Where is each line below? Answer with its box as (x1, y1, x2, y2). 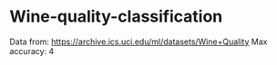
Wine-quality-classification (9, 6, 223, 27)
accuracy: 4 (9, 45, 55, 56)
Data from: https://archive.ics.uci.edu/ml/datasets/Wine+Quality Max (9, 36, 268, 47)
